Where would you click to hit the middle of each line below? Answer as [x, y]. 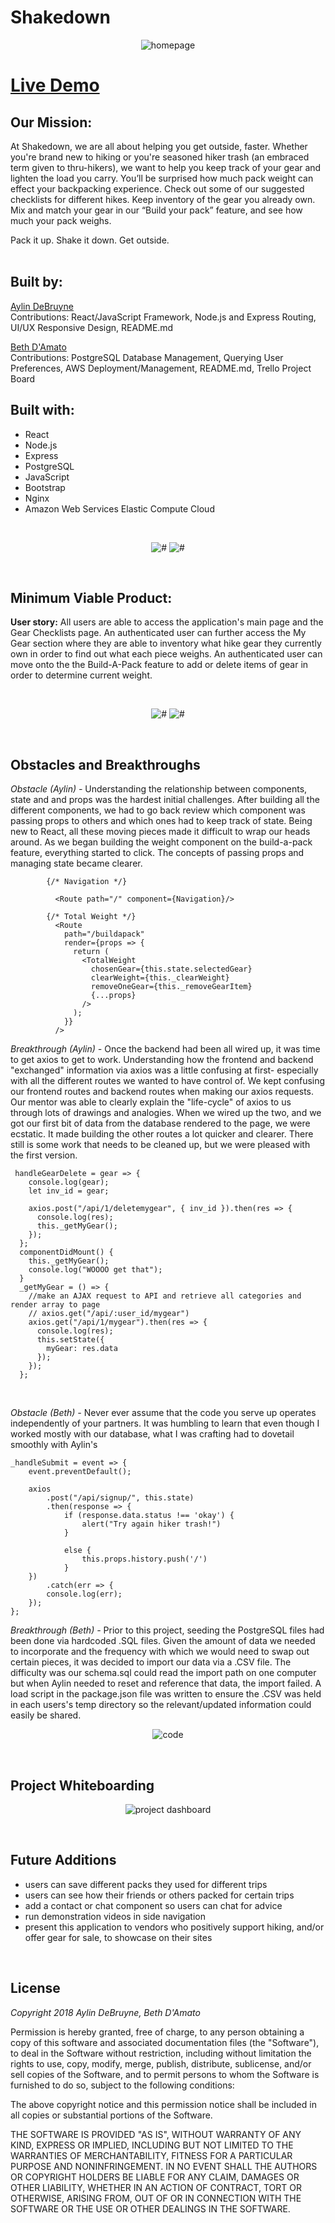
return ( [91, 952]
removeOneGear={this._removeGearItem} [171, 987]
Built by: [36, 282]
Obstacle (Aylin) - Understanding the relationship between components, [159, 789]
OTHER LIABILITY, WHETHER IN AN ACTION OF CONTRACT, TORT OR [156, 2187]
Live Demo [55, 85]
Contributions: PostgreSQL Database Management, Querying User [147, 357]
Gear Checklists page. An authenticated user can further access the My [158, 633]
